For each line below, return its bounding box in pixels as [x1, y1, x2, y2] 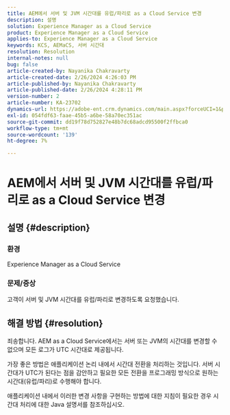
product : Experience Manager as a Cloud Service [7, 29, 149, 36]
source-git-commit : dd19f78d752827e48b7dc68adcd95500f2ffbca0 [7, 118, 188, 126]
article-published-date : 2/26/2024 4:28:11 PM [7, 86, 142, 93]
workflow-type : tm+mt [7, 125, 69, 132]
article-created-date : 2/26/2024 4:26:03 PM [7, 73, 136, 81]
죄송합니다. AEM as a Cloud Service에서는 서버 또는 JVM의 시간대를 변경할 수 [7, 337, 218, 345]
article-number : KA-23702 [7, 99, 81, 106]
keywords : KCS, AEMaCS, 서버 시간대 [7, 42, 105, 49]
